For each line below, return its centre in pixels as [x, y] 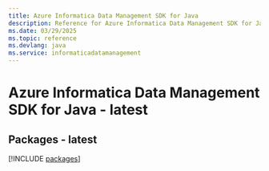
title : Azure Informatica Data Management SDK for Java [103, 16]
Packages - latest [53, 139]
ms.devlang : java [37, 46]
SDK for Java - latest [78, 110]
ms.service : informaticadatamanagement [75, 53]
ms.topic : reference [43, 38]
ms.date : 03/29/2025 [43, 31]
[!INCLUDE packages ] [44, 159]
